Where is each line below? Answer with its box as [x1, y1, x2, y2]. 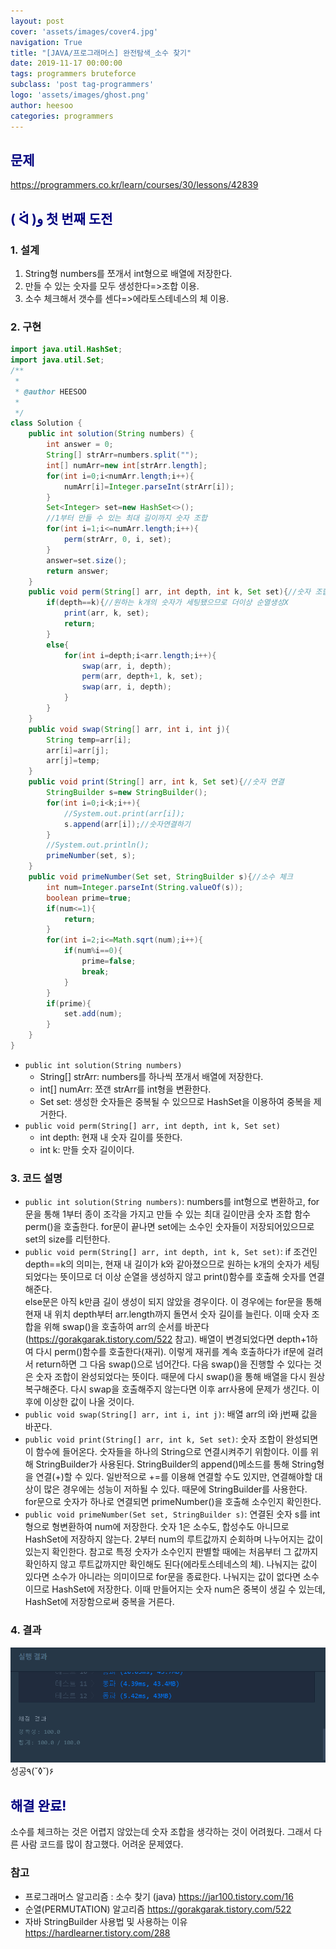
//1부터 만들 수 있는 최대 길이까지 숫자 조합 [46, 513, 208, 524]
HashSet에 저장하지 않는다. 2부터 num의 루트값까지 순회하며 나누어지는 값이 [24, 1533, 324, 1545]
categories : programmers [10, 111, 114, 121]
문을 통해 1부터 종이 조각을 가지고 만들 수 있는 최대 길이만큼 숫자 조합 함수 [24, 1208, 311, 1220]
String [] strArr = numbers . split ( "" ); [46, 450, 199, 460]
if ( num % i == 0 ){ [63, 946, 123, 956]
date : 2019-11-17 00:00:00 [10, 58, 123, 69]
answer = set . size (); [46, 555, 128, 565]
